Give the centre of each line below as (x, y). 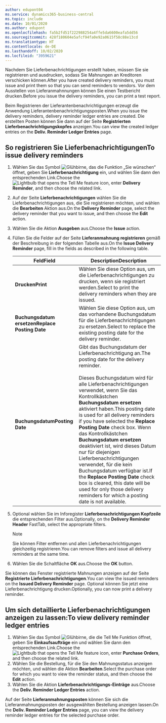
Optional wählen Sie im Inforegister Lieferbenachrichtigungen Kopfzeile (86, 514)
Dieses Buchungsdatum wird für (116, 378)
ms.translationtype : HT (30, 42)
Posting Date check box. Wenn (115, 428)
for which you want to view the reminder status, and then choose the (82, 674)
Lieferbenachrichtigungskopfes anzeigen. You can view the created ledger (82, 127)
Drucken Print (31, 285)
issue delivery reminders (44, 155)
